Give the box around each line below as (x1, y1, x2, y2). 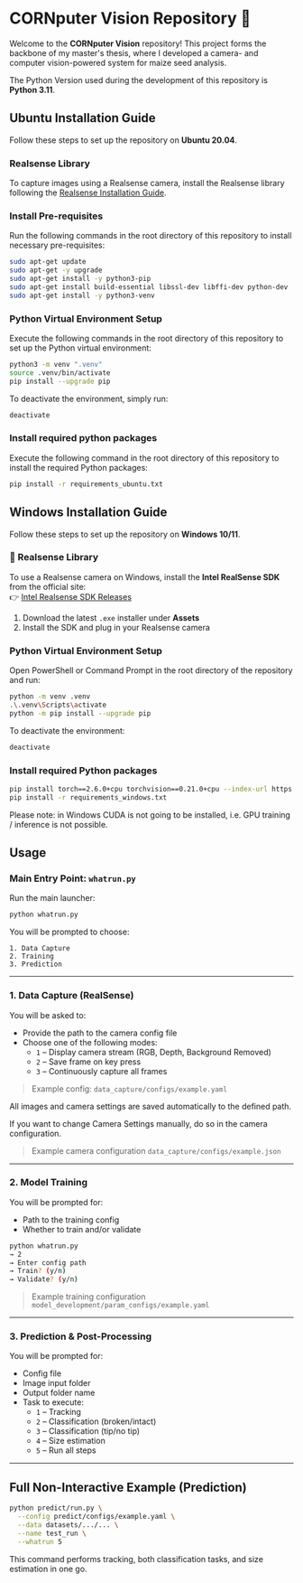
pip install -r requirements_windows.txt (9, 792, 168, 802)
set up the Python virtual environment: (9, 342, 151, 353)
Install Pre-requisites (9, 210, 104, 222)
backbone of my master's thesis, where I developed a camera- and (9, 47, 259, 58)
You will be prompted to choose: (9, 926, 130, 938)
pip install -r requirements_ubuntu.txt (9, 479, 164, 489)
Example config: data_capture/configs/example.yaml (31, 1083, 228, 1094)
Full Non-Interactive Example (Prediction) (9, 1479, 247, 1494)
